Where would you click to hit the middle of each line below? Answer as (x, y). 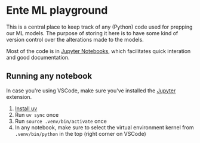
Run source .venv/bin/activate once (61, 121)
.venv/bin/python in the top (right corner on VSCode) (80, 133)
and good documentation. (38, 57)
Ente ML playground (57, 10)
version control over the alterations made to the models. (75, 39)
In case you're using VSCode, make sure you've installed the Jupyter (91, 91)
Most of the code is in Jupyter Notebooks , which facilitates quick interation (99, 51)
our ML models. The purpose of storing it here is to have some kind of (92, 33)
